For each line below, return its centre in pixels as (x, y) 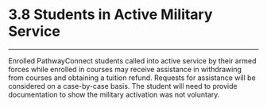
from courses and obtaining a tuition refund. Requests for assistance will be (132, 78)
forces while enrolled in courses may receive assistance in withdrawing (125, 69)
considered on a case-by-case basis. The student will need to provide (123, 86)
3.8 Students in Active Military (110, 15)
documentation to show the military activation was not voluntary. (114, 94)
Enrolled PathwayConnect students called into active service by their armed (132, 60)
